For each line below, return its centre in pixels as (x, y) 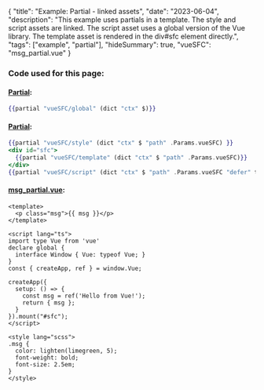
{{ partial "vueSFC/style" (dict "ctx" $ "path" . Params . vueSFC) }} (121, 143)
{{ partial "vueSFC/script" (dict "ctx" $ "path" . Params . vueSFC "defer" (130, 172)
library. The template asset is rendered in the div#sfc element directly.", (123, 36)
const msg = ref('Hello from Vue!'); (84, 296)
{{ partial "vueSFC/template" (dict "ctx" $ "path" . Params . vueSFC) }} (131, 157)
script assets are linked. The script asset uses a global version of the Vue (127, 28)
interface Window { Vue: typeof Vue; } (81, 254)
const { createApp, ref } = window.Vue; (75, 268)
